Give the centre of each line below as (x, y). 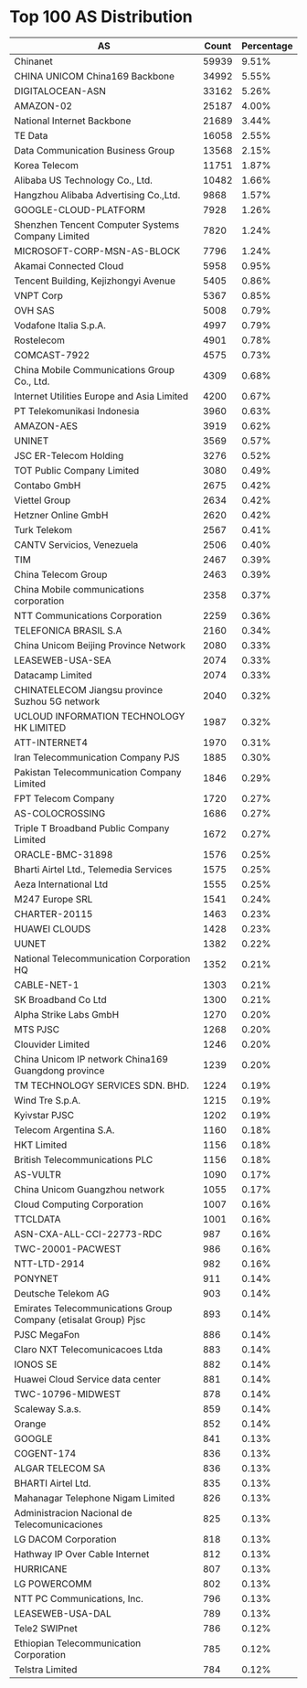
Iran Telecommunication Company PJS (97, 757)
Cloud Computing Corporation (79, 1204)
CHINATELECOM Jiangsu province (88, 689)
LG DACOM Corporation (65, 1539)
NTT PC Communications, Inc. (79, 1598)
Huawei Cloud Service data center (88, 1379)
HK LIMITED (40, 727)
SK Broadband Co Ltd (60, 999)
